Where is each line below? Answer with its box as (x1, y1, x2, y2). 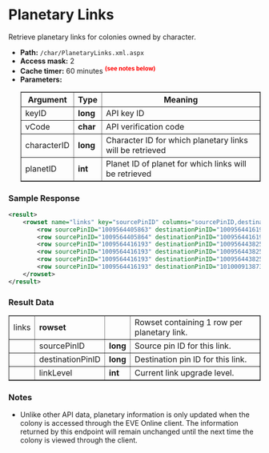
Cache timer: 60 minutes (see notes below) (19, 64, 156, 75)
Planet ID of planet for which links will (106, 158, 247, 169)
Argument (27, 94, 67, 105)
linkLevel (38, 367, 73, 378)
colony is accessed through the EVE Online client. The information (19, 419, 239, 428)
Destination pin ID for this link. (134, 354, 247, 365)
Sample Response (8, 192, 80, 203)
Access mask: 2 (19, 56, 74, 66)
